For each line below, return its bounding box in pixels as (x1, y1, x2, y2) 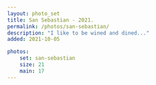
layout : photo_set (7, 10, 60, 17)
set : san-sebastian (19, 55, 76, 62)
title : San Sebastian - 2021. (7, 17, 95, 23)
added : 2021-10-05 (7, 36, 60, 43)
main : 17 (19, 67, 45, 75)
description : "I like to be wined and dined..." (7, 29, 150, 37)
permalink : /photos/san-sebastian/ (7, 23, 110, 30)
